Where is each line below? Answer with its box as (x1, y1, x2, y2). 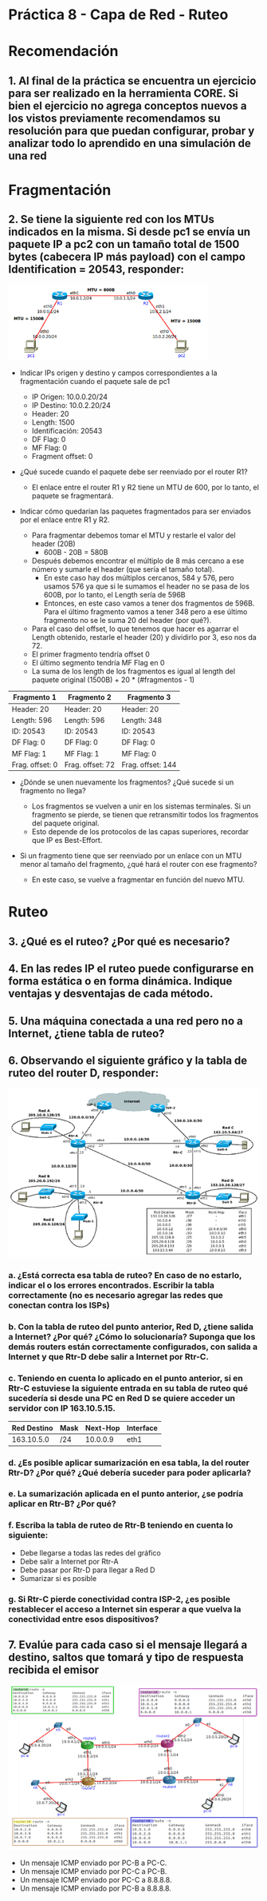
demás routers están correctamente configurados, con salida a (8, 1341, 257, 1352)
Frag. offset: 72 (64, 760, 116, 769)
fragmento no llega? (19, 786, 86, 796)
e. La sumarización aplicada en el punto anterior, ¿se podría (8, 1488, 244, 1500)
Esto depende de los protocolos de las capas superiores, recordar (31, 827, 249, 837)
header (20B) (31, 538, 76, 549)
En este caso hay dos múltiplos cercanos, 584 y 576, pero (43, 573, 234, 582)
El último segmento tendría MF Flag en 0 (31, 657, 165, 667)
